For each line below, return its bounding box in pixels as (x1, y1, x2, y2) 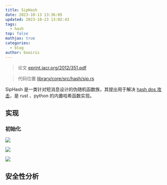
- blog (10, 45, 24, 50)
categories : (5, 41, 31, 46)
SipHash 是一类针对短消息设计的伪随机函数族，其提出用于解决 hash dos (5, 86, 156, 92)
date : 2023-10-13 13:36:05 (5, 12, 63, 17)
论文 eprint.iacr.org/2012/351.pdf (17, 65, 87, 71)
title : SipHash (5, 7, 38, 13)
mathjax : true (5, 36, 36, 41)
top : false (5, 31, 29, 36)
